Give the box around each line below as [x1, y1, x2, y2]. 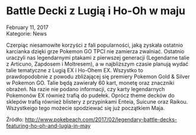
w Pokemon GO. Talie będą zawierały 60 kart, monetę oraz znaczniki [6, 79, 175, 86]
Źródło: [6, 115, 24, 123]
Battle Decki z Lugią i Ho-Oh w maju [6, 4, 186, 18]
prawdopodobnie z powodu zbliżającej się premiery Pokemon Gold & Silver [6, 73, 190, 80]
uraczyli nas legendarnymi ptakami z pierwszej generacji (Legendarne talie [6, 54, 190, 61]
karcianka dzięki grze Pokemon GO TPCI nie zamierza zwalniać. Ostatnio [6, 47, 185, 54]
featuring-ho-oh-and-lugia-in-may [6, 122, 91, 129]
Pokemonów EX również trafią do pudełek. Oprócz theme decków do [6, 92, 175, 99]
